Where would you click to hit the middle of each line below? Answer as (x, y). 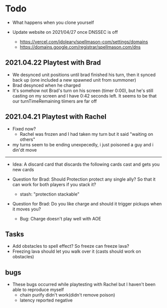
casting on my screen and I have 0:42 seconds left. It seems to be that (84, 96)
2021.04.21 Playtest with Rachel (56, 117)
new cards (23, 169)
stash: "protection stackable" (49, 194)
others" (28, 139)
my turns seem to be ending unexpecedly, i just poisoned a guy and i (83, 144)
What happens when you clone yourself (53, 22)
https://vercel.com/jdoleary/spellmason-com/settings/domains (84, 42)
